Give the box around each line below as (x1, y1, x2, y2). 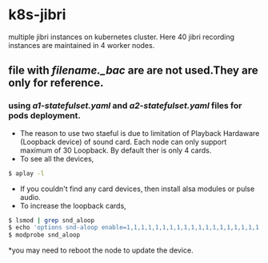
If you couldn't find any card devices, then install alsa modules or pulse (19, 184, 255, 193)
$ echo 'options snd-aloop (8, 224, 98, 232)
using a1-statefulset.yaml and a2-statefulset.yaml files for (8, 100, 242, 111)
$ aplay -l (8, 169, 45, 177)
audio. (19, 192, 42, 201)
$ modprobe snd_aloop (8, 231, 81, 239)
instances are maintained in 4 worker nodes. (8, 40, 155, 50)
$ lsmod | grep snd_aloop (8, 216, 94, 225)
